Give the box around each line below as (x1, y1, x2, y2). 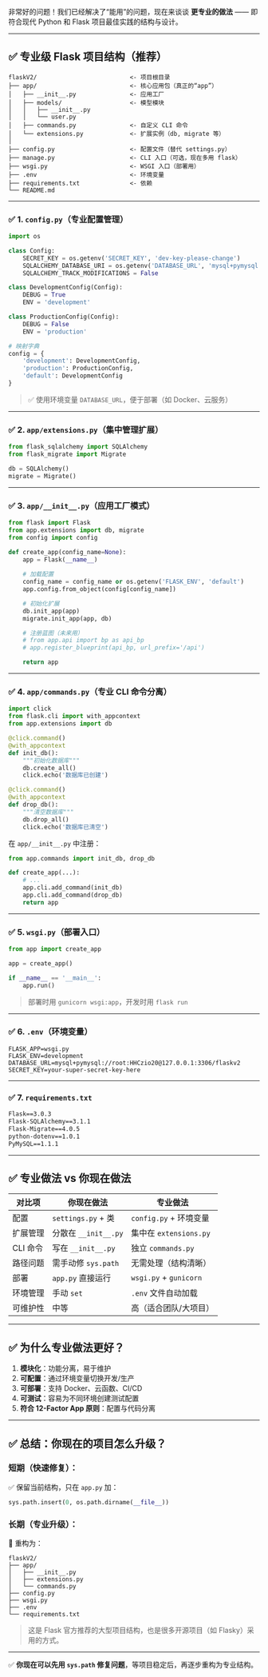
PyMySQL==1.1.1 (8, 1140, 59, 1148)
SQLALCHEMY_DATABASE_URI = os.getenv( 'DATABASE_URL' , (22, 262, 205, 270)
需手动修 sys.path (52, 1258, 120, 1269)
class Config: (8, 246, 56, 254)
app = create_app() (8, 959, 73, 968)
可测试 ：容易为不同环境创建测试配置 (19, 1394, 140, 1403)
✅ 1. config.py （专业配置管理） (8, 214, 128, 225)
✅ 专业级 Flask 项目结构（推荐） (8, 50, 167, 64)
